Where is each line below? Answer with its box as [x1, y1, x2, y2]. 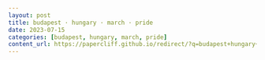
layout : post [8, 11, 51, 19]
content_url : [8, 41, 51, 48]
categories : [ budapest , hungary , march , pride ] [8, 33, 168, 41]
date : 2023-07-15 [8, 26, 65, 34]
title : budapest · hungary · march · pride [8, 19, 154, 26]
